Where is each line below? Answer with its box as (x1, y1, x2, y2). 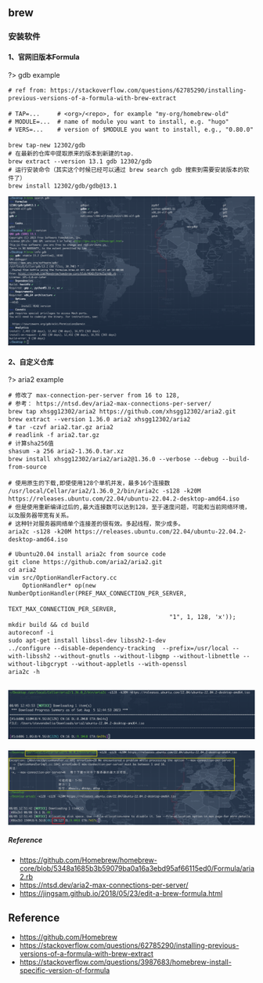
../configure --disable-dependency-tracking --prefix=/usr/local (8, 645, 229, 653)
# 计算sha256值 (8, 439, 54, 448)
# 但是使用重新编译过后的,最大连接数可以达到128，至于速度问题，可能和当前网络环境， (8, 504, 250, 512)
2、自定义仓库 (8, 357, 54, 366)
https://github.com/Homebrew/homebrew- (19, 855, 158, 865)
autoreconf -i (8, 629, 55, 637)
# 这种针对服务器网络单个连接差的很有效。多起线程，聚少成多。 (8, 520, 185, 528)
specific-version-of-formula (19, 965, 110, 975)
